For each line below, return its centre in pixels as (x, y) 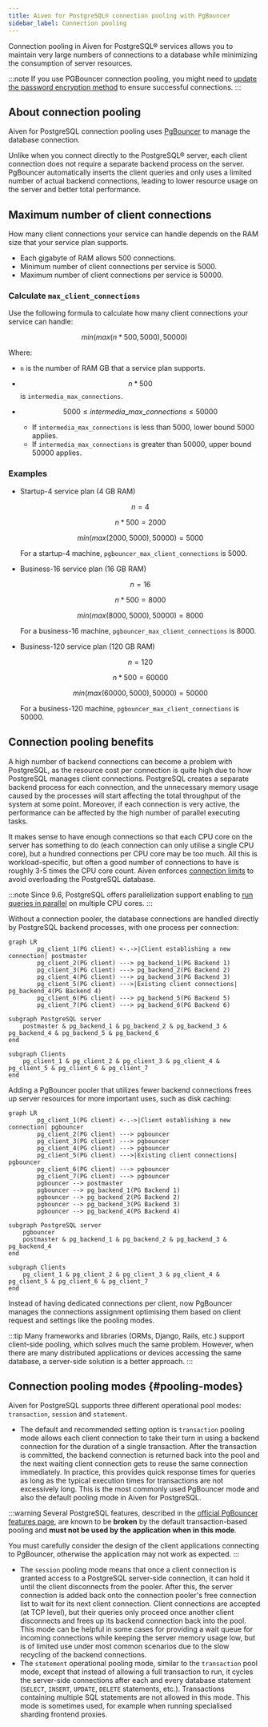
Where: (20, 352)
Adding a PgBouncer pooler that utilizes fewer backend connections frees (130, 1089)
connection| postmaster (48, 956)
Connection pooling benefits (81, 742)
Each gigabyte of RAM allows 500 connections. (98, 258)
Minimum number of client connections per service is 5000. (118, 267)
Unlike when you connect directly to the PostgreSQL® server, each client (128, 155)
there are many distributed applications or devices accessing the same (125, 1353)
